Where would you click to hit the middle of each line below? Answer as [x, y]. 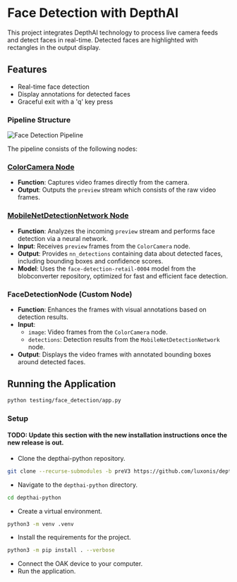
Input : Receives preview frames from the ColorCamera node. [104, 246]
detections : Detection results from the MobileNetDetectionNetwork [124, 339]
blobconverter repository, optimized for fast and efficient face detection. [122, 275]
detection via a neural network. [62, 238]
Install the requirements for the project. [74, 538]
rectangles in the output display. [54, 47]
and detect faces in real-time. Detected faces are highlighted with [103, 39]
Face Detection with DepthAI [93, 13]
